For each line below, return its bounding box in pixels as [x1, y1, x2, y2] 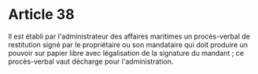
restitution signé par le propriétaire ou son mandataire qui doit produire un [8, 39, 249, 49]
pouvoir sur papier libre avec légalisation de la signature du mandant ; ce [8, 48, 245, 57]
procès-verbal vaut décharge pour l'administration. [8, 57, 174, 66]
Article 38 [8, 6, 75, 24]
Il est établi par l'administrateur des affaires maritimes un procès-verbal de [8, 31, 250, 41]
